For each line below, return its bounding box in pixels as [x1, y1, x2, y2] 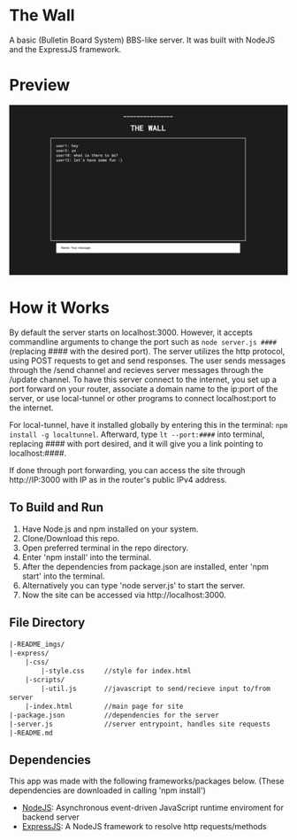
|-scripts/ [25, 675, 65, 684]
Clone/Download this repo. [21, 533, 120, 543]
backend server [21, 812, 80, 822]
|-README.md [9, 728, 53, 737]
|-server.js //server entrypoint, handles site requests [9, 719, 271, 728]
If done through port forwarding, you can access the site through [9, 464, 246, 475]
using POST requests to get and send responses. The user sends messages [9, 355, 286, 366]
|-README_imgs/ [9, 640, 65, 649]
